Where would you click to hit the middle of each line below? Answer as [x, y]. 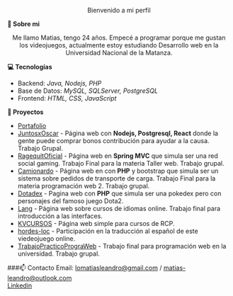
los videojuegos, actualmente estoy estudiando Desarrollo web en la [119, 45]
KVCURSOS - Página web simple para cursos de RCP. [96, 223]
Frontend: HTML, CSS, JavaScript [67, 98]
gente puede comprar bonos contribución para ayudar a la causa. [114, 141]
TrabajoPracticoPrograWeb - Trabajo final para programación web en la [122, 246]
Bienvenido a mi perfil [119, 10]
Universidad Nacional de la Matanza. [119, 53]
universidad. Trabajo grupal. [59, 254]
